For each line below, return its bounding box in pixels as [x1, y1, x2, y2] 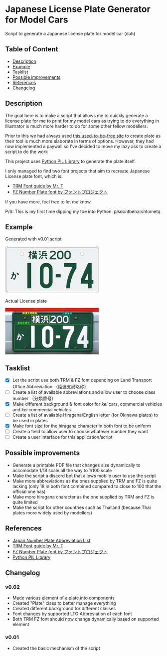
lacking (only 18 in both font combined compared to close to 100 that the [12, 483, 162, 489]
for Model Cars [5, 14, 68, 25]
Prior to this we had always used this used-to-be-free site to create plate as [5, 133, 161, 139]
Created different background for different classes [12, 606, 116, 612]
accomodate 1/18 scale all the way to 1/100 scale [12, 467, 112, 473]
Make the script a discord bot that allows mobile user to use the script [12, 473, 156, 479]
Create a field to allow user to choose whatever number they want [12, 428, 148, 434]
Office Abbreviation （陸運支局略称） [12, 383, 89, 389]
